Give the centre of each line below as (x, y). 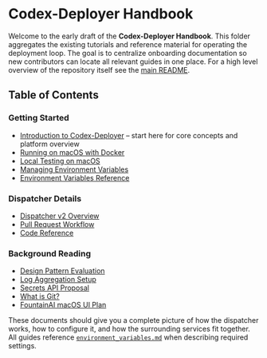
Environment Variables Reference (75, 177)
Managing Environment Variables (74, 169)
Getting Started (39, 118)
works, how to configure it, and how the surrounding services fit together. (130, 329)
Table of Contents (54, 95)
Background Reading (50, 253)
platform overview (49, 144)
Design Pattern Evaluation (62, 271)
